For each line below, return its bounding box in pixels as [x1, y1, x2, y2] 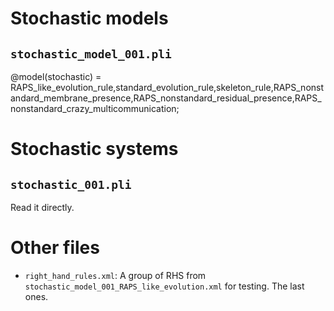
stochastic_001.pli [10, 177, 132, 192]
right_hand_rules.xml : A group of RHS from [24, 269, 207, 281]
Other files [10, 237, 100, 259]
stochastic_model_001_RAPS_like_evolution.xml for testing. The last [24, 280, 305, 292]
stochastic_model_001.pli [10, 47, 172, 61]
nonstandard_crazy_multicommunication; [10, 103, 180, 114]
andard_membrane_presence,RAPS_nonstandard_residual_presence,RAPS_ [10, 92, 322, 104]
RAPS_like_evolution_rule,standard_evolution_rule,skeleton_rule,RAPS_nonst [10, 82, 325, 93]
